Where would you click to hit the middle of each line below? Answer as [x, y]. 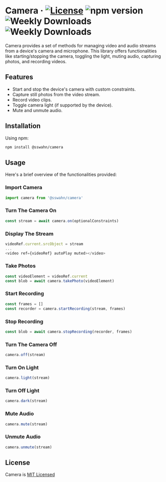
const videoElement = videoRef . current [46, 276]
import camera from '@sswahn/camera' [44, 198]
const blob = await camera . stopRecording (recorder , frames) [69, 332]
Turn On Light [22, 367]
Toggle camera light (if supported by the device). [62, 105]
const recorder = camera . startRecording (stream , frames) [65, 309]
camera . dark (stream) [27, 401]
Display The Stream [29, 234]
